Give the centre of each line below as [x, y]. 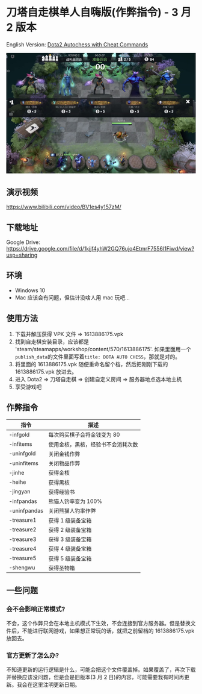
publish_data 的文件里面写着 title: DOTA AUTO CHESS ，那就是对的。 [98, 357]
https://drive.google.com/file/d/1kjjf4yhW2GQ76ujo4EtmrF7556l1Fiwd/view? [100, 249]
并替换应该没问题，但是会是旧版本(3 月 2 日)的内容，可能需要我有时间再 [95, 677]
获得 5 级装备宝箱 [70, 558]
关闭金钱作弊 [64, 454]
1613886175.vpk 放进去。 [46, 372]
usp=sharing [22, 255]
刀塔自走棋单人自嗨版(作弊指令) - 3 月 [99, 12]
